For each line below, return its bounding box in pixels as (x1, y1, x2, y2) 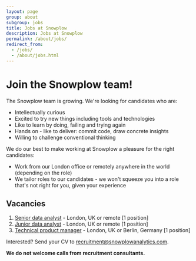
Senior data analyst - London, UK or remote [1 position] (14, 214, 149, 222)
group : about (6, 14, 38, 20)
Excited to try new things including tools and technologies (14, 115, 155, 122)
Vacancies (6, 199, 46, 209)
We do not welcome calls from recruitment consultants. (6, 250, 145, 257)
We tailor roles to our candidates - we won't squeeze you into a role (14, 175, 180, 183)
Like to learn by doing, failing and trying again (14, 121, 126, 128)
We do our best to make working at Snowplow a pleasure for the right (6, 145, 175, 152)
